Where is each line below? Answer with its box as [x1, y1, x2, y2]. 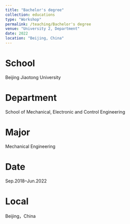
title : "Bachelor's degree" [5, 7, 64, 13]
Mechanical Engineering [5, 143, 55, 150]
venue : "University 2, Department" [5, 26, 80, 31]
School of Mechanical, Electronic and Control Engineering [5, 108, 125, 115]
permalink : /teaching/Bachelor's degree [5, 21, 92, 27]
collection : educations [5, 12, 55, 17]
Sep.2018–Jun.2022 [5, 178, 47, 184]
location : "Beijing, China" [5, 36, 64, 41]
